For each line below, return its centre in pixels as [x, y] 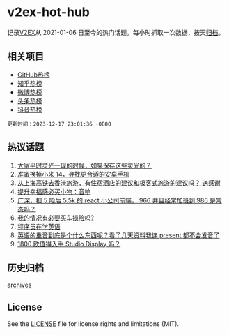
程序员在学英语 [39, 226]
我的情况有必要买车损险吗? [55, 218]
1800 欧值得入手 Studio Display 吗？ [69, 244]
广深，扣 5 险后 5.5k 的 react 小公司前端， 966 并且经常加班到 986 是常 [120, 200]
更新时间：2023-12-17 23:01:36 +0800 [59, 124]
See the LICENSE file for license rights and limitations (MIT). [93, 324]
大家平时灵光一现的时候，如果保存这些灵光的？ [84, 165]
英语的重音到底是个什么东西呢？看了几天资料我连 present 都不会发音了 [118, 235]
